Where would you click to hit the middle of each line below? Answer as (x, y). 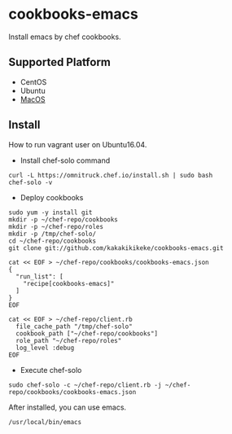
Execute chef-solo (51, 370)
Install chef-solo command (65, 160)
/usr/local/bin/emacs (45, 422)
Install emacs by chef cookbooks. (65, 37)
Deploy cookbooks (52, 197)
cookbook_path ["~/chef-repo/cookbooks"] (87, 333)
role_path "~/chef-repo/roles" (69, 340)
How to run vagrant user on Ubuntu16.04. (78, 144)
